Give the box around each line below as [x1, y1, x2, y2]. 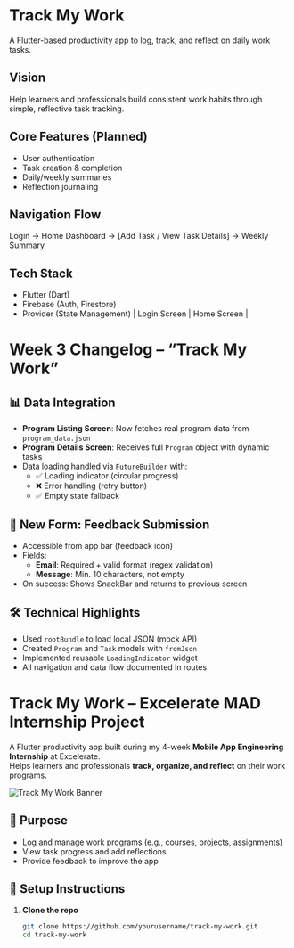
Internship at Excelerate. [9, 750, 101, 762]
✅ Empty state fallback [35, 491, 120, 502]
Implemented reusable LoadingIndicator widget [21, 652, 198, 663]
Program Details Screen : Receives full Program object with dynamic [21, 442, 270, 453]
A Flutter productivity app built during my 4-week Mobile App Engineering [9, 741, 284, 752]
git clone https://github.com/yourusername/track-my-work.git [21, 922, 258, 931]
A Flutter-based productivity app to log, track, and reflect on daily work [9, 35, 271, 45]
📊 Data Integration [9, 395, 116, 410]
